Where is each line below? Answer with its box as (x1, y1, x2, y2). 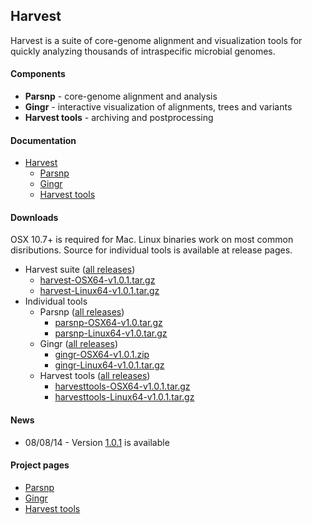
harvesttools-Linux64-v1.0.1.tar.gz (54, 391, 195, 403)
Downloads (10, 211, 59, 223)
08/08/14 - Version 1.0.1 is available (24, 436, 170, 448)
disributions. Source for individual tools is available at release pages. (10, 244, 293, 256)
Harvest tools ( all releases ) (39, 370, 151, 382)
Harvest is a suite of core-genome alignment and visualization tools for (10, 34, 303, 46)
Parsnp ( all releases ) (39, 306, 125, 318)
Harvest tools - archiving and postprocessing (24, 112, 214, 124)
